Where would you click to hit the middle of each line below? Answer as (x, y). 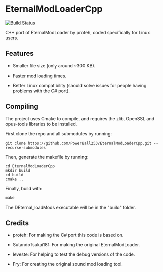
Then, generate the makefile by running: (47, 157)
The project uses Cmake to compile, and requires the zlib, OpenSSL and (80, 118)
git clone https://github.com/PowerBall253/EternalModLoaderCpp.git (78, 143)
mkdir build (18, 170)
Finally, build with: (24, 188)
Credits (17, 223)
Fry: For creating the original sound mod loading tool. (68, 264)
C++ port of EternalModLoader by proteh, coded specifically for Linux (78, 32)
